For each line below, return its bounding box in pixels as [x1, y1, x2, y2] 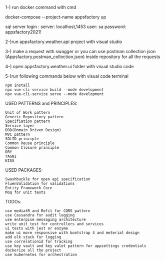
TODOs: [5, 199, 21, 204]
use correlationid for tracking [5, 239, 72, 244]
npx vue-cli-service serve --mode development [5, 92, 104, 97]
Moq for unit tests [5, 190, 46, 195]
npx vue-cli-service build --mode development [5, 87, 104, 92]
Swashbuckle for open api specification [5, 177, 91, 182]
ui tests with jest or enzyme [5, 226, 68, 231]
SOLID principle [5, 136, 39, 141]
